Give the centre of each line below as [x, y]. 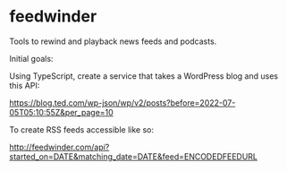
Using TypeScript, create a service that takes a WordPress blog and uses [144, 76]
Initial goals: [31, 58]
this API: [25, 85]
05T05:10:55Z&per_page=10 [61, 112]
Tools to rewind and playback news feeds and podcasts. [113, 41]
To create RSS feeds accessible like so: [82, 129]
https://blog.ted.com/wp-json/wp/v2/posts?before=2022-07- [122, 103]
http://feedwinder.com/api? [59, 147]
